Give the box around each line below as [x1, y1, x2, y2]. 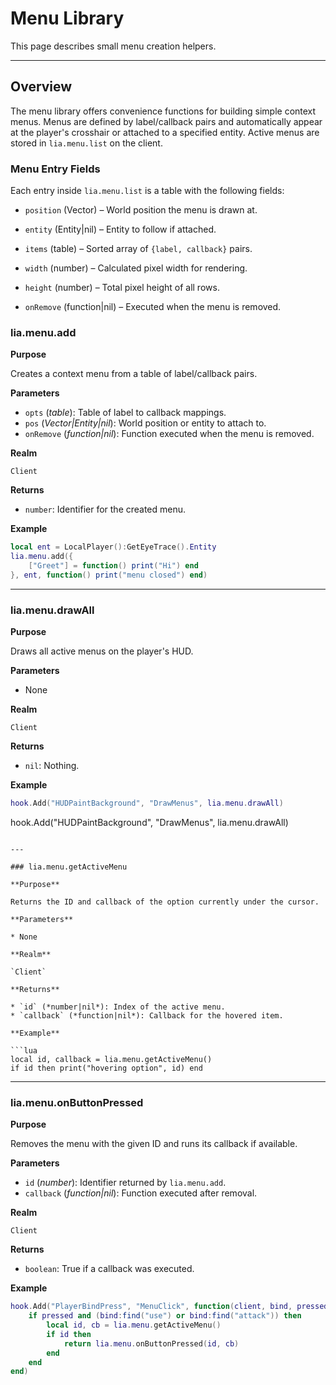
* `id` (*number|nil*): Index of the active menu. [10, 1002, 226, 1012]
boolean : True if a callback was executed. [24, 1263, 195, 1275]
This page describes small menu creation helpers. [10, 40, 217, 52]
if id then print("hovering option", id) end [10, 1063, 203, 1074]
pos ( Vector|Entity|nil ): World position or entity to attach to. [24, 417, 267, 429]
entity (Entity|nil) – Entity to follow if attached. [24, 223, 217, 236]
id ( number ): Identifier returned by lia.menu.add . [24, 1177, 227, 1189]
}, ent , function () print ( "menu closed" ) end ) [10, 570, 208, 580]
